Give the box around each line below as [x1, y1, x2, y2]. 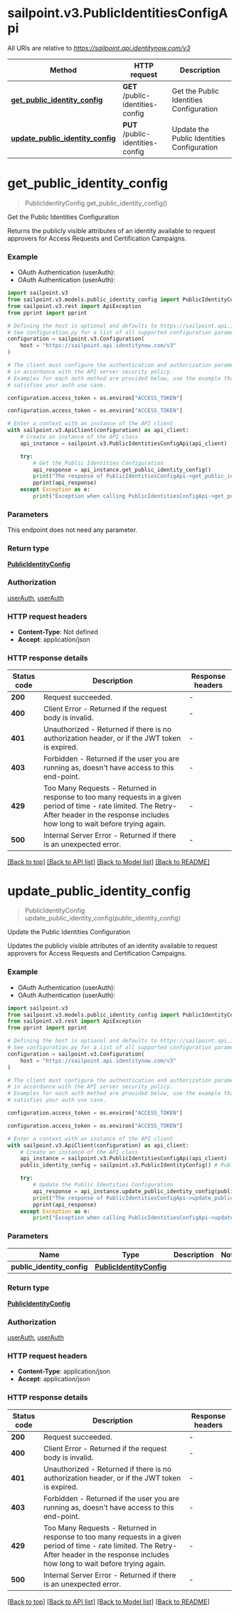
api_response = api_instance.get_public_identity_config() [33, 466, 212, 473]
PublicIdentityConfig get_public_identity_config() [24, 198, 168, 208]
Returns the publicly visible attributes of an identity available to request [7, 226, 216, 235]
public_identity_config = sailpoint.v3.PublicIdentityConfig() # [20, 1162, 218, 1169]
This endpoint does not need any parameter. [7, 526, 137, 534]
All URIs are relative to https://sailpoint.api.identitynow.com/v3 [7, 43, 191, 52]
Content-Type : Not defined [17, 628, 98, 636]
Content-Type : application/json [17, 1367, 110, 1376]
